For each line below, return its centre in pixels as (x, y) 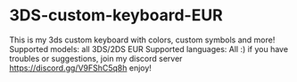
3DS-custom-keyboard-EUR (116, 15)
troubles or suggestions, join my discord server (96, 58)
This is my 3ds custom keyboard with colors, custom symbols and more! (142, 40)
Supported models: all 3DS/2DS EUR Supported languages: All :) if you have (148, 48)
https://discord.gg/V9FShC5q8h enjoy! (80, 68)
